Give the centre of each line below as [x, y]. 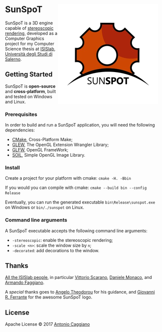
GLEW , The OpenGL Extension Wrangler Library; [60, 145]
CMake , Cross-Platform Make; [42, 140]
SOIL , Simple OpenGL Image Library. [49, 155]
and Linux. [16, 102]
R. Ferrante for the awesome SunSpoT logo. [49, 297]
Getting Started [29, 74]
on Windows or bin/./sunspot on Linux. [45, 207]
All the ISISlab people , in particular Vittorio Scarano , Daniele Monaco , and [79, 277]
